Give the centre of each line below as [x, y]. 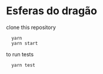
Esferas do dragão [51, 11]
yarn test [23, 65]
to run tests [20, 54]
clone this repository [31, 27]
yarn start [25, 43]
